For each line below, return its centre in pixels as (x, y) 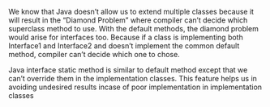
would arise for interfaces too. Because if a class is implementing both (126, 37)
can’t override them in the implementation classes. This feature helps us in (133, 78)
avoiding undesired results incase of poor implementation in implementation (135, 87)
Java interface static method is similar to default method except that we (128, 70)
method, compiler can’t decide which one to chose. (94, 54)
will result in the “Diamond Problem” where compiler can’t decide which (128, 20)
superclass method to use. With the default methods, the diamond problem (134, 29)
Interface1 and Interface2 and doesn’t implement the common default (124, 46)
